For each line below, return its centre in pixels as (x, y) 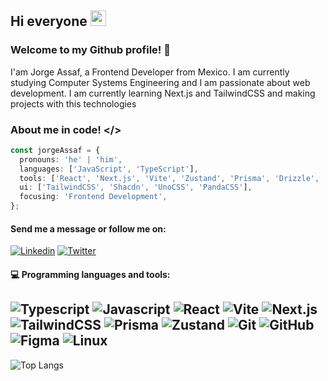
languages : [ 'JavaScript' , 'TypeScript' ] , (109, 169)
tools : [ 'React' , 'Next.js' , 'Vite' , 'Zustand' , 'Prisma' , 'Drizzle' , (169, 178)
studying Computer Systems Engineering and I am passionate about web (160, 82)
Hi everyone (49, 21)
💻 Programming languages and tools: (90, 274)
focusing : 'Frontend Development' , (93, 197)
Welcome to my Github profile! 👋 (90, 50)
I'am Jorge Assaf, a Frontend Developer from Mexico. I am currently (150, 72)
